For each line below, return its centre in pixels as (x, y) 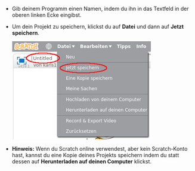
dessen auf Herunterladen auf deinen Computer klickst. (82, 161)
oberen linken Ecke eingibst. (47, 15)
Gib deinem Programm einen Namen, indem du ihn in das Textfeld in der (100, 9)
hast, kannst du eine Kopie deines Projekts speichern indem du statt (95, 155)
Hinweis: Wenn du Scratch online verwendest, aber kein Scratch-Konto (100, 149)
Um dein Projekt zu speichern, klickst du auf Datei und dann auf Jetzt (97, 27)
